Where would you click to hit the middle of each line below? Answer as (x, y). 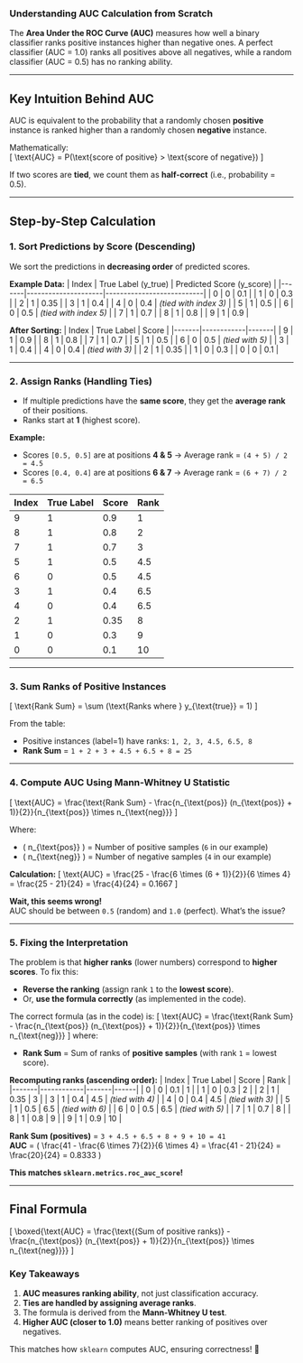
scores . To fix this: (44, 971)
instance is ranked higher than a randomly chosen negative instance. (138, 130)
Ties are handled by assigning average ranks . (109, 1303)
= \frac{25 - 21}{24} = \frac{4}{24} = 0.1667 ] (94, 884)
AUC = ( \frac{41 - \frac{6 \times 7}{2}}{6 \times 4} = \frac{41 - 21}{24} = (145, 1145)
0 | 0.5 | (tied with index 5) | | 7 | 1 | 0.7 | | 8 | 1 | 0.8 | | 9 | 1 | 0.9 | (129, 312)
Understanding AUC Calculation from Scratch (111, 14)
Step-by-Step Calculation (83, 221)
